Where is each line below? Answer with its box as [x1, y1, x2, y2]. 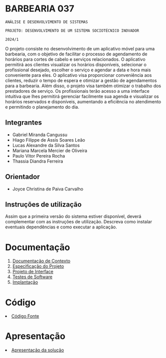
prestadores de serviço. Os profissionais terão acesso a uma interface [5, 88, 150, 94]
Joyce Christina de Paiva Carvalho [12, 185, 84, 192]
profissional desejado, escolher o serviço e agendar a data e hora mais [5, 67, 151, 73]
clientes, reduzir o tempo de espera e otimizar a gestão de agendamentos [5, 77, 157, 83]
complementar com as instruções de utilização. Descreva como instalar [5, 219, 152, 225]
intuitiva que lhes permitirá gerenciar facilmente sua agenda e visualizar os [5, 93, 160, 99]
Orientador [5, 173, 40, 181]
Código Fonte [11, 313, 39, 319]
